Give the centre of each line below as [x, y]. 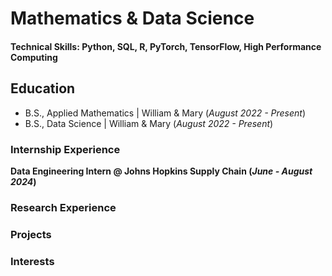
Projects [31, 234]
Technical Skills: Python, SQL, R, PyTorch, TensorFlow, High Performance [166, 46]
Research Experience [63, 207]
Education [43, 88]
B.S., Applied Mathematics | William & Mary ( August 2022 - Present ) [165, 113]
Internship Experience [65, 149]
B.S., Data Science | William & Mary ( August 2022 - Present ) [149, 123]
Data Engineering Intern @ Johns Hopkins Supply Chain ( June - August [161, 171]
